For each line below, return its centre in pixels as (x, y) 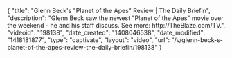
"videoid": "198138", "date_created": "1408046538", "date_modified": (106, 32)
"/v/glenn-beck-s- (197, 40)
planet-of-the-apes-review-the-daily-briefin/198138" (82, 47)
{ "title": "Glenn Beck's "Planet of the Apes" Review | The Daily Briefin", (109, 11)
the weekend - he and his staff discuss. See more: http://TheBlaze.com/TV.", (116, 25)
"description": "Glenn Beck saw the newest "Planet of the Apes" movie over (115, 18)
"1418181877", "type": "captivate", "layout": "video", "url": (89, 40)
